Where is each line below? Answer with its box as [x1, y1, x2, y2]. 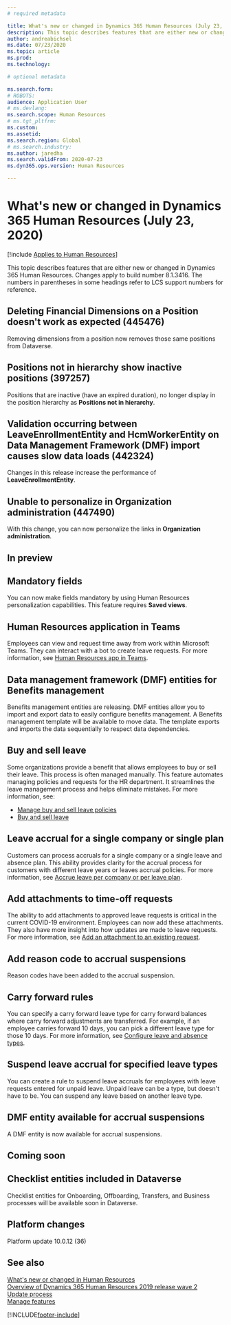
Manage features [7, 1297, 56, 1305]
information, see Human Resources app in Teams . [7, 654, 148, 662]
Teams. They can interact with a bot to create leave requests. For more [7, 646, 208, 655]
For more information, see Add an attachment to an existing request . [7, 933, 201, 942]
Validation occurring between [7, 418, 137, 430]
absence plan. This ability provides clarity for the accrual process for [7, 858, 202, 867]
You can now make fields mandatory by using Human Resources [7, 593, 190, 602]
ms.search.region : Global [7, 137, 81, 144]
